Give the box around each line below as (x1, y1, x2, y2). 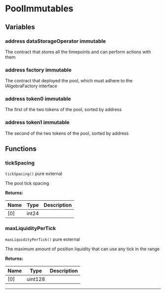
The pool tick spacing (5, 180, 49, 186)
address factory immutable (5, 66, 72, 73)
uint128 (26, 276, 45, 283)
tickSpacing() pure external (5, 171, 63, 176)
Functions (5, 145, 37, 153)
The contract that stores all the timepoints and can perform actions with (5, 49, 152, 55)
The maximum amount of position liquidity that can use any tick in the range (5, 246, 160, 252)
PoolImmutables (5, 3, 74, 14)
